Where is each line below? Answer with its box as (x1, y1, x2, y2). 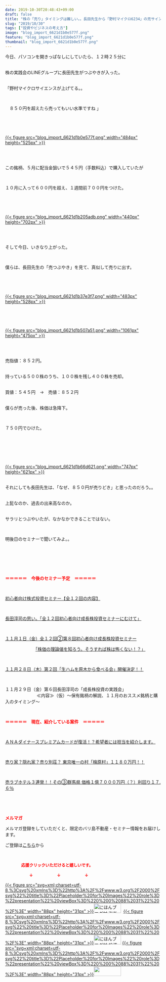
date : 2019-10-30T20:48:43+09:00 (5, 7, 74, 12)
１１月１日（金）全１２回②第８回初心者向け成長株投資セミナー (5, 635, 137, 641)
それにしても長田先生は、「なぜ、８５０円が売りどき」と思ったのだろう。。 (5, 484, 156, 490)
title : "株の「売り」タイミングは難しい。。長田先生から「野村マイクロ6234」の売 (5, 16, 152, 21)
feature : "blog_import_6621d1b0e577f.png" (5, 35, 94, 40)
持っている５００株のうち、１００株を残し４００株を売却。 (5, 373, 126, 379)
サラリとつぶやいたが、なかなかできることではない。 (5, 515, 113, 522)
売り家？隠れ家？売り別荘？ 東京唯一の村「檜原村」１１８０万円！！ (5, 759, 145, 765)
